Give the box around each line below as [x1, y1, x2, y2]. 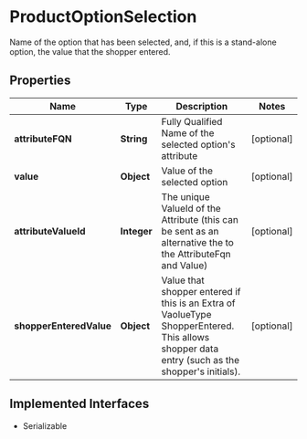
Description [175, 99, 228, 112]
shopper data [161, 342, 219, 355]
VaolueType [161, 308, 212, 320]
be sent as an [161, 225, 219, 237]
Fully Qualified [161, 115, 223, 128]
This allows [161, 330, 210, 343]
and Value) [161, 258, 208, 271]
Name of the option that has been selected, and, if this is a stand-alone [9, 37, 277, 47]
